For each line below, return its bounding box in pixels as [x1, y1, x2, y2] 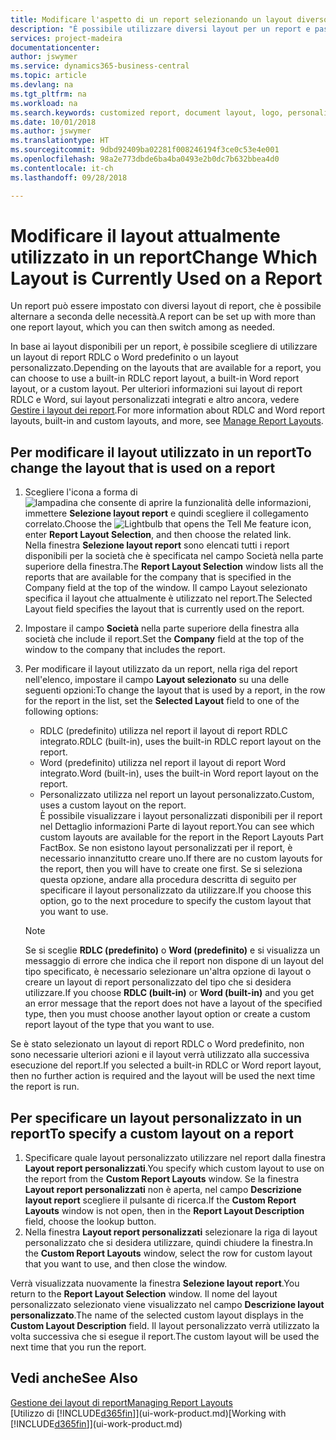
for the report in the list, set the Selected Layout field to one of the [24, 695, 300, 707]
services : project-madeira [10, 33, 123, 43]
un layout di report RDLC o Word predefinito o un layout [10, 351, 239, 363]
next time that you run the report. [10, 1341, 147, 1353]
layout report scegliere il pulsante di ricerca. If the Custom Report [24, 1194, 297, 1206]
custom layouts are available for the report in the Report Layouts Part [39, 831, 324, 843]
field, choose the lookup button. [24, 1216, 157, 1228]
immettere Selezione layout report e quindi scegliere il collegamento [24, 507, 309, 520]
